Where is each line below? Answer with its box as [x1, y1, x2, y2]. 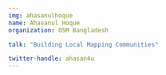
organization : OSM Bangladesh [8, 26, 109, 34]
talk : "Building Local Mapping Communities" [8, 40, 159, 48]
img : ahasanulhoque [8, 11, 73, 20]
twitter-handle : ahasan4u [8, 54, 94, 63]
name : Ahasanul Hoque [8, 19, 81, 27]
